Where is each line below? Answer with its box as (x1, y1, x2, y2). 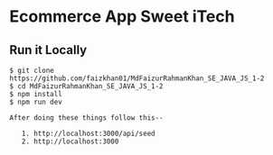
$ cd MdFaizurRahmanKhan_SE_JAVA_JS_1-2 (9, 82, 165, 91)
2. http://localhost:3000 (21, 137, 119, 146)
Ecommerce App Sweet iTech (9, 6, 235, 27)
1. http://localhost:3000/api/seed (21, 129, 155, 138)
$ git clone (9, 66, 54, 75)
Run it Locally (9, 42, 88, 58)
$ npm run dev (9, 97, 63, 106)
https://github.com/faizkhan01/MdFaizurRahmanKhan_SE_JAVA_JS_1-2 (9, 74, 265, 83)
